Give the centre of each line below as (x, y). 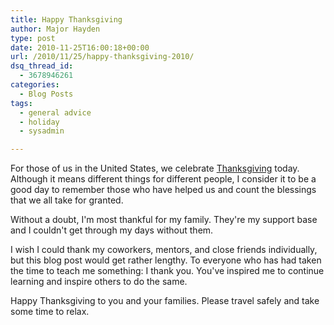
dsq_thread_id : (42, 66)
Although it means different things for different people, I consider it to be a (163, 179)
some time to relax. (50, 312)
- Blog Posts (46, 94)
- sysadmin (42, 131)
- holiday (39, 122)
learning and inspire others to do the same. (99, 282)
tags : (21, 103)
